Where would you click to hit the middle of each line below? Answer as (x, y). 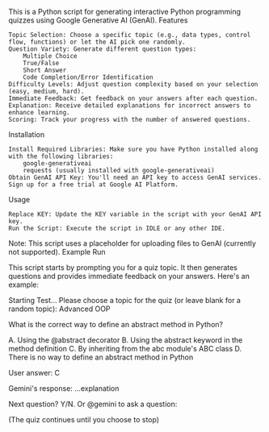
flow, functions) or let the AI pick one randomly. (97, 42)
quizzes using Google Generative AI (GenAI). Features (98, 20)
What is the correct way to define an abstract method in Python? (116, 324)
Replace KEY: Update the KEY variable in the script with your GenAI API (135, 214)
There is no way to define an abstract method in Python (101, 357)
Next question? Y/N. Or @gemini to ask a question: (93, 404)
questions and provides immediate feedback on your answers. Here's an (129, 276)
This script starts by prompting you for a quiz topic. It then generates (123, 268)
